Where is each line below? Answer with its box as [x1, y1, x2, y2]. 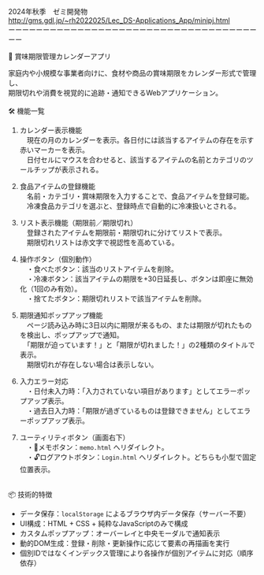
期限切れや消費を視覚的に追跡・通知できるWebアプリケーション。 [8, 88, 223, 97]
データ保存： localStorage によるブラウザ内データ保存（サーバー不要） [19, 509, 251, 518]
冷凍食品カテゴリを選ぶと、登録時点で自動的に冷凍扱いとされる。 [26, 202, 241, 210]
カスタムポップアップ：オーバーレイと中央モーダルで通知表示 [19, 529, 221, 538]
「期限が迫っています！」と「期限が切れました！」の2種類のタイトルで [26, 340, 255, 349]
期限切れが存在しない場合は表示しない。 [26, 360, 158, 369]
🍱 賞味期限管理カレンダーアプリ [8, 52, 112, 61]
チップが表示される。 [33, 165, 103, 174]
